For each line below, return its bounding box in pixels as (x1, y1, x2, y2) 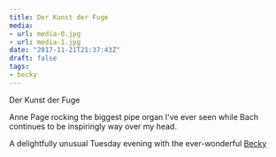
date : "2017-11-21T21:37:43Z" (9, 46, 121, 55)
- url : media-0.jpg (9, 29, 81, 38)
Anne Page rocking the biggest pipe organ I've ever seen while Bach (9, 111, 259, 122)
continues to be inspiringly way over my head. (9, 121, 177, 131)
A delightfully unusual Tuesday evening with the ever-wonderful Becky (9, 138, 267, 148)
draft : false (9, 54, 57, 63)
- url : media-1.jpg (9, 37, 81, 47)
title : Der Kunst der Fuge (9, 12, 109, 22)
